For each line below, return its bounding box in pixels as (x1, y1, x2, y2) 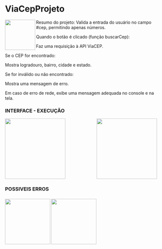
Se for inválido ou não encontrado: (5, 71, 74, 77)
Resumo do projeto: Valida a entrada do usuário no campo (36, 19, 152, 25)
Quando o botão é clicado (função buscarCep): (36, 34, 130, 40)
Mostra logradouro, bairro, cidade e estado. (5, 62, 92, 68)
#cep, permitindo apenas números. (36, 24, 106, 30)
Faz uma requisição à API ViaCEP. (36, 43, 104, 49)
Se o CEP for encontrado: (5, 52, 56, 59)
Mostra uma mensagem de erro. (5, 81, 69, 87)
